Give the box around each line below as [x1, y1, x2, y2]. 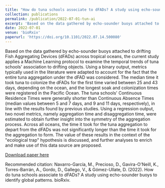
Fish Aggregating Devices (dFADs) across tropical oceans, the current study [5, 53, 159, 59]
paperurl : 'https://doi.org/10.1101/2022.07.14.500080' [5, 35, 122, 40]
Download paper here [5, 152, 49, 157]
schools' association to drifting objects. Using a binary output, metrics [5, 63, 147, 69]
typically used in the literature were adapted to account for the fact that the [5, 69, 157, 75]
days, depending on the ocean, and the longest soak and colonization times [5, 85, 159, 91]
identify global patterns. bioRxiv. [5, 177, 71, 183]
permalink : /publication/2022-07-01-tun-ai [5, 16, 96, 21]
